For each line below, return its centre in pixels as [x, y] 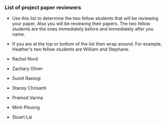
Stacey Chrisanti [29, 88]
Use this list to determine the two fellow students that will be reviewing [85, 18]
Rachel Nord [25, 59]
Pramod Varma [27, 98]
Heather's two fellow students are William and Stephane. [71, 49]
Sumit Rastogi [26, 78]
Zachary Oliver [27, 68]
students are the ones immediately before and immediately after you [83, 29]
